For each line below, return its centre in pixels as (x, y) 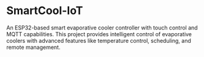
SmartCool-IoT (45, 11)
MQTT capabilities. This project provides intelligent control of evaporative (99, 34)
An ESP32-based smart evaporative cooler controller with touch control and (102, 28)
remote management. (33, 47)
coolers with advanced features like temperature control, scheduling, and (99, 40)
